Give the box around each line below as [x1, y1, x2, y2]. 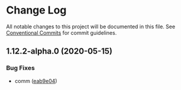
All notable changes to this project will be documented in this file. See [6, 23, 176, 30]
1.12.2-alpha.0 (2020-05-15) [6, 46, 113, 56]
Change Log [6, 4, 67, 17]
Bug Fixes [6, 64, 35, 72]
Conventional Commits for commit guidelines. [6, 29, 117, 36]
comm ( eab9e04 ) [14, 77, 58, 84]
